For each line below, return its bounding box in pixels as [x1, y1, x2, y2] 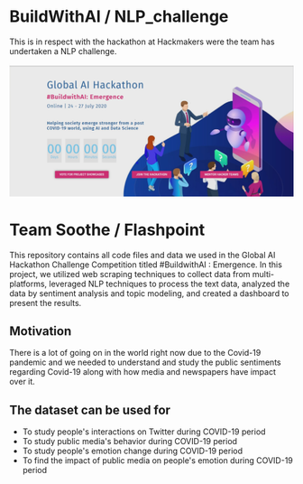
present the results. [9, 297, 82, 308]
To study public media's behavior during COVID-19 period [22, 436, 237, 447]
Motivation [9, 323, 72, 340]
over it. [9, 377, 36, 387]
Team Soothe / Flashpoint [9, 219, 206, 240]
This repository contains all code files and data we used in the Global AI [9, 249, 276, 260]
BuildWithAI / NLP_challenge [9, 6, 229, 27]
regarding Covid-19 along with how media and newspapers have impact [9, 367, 277, 377]
